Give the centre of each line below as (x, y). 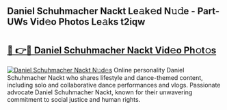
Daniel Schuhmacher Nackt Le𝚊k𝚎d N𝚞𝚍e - (102, 11)
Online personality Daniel (149, 70)
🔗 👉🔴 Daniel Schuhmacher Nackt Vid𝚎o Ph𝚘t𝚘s (112, 50)
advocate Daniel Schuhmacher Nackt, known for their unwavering (100, 92)
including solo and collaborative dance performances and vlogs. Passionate (114, 85)
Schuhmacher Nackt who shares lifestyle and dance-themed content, (105, 78)
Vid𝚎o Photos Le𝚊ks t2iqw (88, 22)
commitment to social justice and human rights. (74, 99)
